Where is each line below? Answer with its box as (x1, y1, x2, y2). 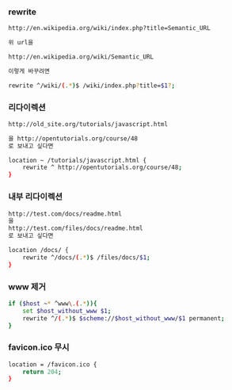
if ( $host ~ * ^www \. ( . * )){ (8, 300, 97, 308)
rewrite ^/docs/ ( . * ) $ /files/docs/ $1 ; (22, 253, 150, 262)
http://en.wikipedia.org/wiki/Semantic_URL (8, 53, 154, 61)
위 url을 (8, 39, 34, 47)
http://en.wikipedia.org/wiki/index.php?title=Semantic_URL (8, 25, 211, 32)
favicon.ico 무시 (8, 342, 70, 353)
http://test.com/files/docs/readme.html (8, 224, 144, 232)
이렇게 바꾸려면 (8, 67, 50, 75)
